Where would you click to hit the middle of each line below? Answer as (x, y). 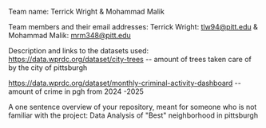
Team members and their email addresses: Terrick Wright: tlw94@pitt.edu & (133, 27)
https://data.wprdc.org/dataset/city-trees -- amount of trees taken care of (130, 59)
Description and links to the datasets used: (79, 50)
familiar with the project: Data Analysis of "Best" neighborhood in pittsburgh (133, 115)
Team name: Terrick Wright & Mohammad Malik (87, 12)
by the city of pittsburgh (48, 68)
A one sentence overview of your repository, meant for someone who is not (133, 107)
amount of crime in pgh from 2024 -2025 (76, 91)
